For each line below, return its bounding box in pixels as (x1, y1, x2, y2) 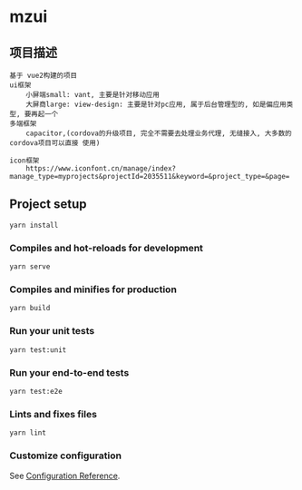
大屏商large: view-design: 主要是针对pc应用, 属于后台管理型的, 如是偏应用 (25, 100, 287, 109)
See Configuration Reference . (9, 470, 121, 481)
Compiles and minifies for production (9, 283, 177, 296)
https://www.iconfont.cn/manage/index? (25, 164, 177, 173)
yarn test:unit (9, 345, 67, 355)
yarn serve (9, 262, 51, 271)
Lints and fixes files (9, 407, 98, 420)
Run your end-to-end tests (9, 366, 130, 378)
